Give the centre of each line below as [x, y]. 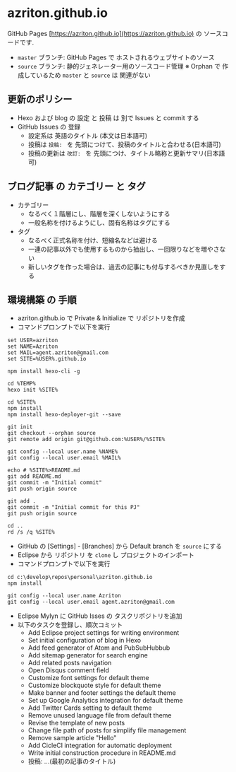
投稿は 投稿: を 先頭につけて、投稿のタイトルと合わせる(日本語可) [125, 144]
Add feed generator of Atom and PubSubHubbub [99, 648]
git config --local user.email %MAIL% [64, 458]
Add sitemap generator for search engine [88, 655]
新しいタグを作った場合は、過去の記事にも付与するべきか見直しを [124, 267]
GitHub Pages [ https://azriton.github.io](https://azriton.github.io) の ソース [114, 33]
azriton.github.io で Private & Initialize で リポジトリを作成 [101, 318]
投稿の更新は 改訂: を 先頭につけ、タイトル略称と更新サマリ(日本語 [126, 153]
